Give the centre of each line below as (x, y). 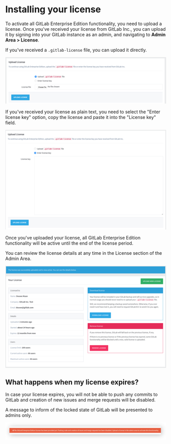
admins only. (19, 415)
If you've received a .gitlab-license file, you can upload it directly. (76, 50)
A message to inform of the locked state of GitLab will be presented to (79, 410)
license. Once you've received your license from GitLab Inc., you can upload (86, 29)
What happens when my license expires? (72, 382)
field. (11, 123)
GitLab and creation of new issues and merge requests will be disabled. (80, 400)
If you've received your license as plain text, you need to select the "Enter (83, 112)
